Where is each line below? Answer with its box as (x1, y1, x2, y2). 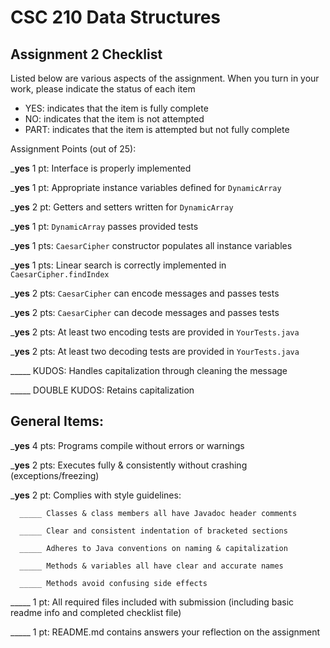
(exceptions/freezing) (10, 469, 100, 481)
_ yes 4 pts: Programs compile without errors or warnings (10, 439, 245, 451)
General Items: (10, 413, 105, 430)
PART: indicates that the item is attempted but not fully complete (24, 124, 290, 135)
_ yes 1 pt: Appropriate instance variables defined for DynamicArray (10, 182, 282, 193)
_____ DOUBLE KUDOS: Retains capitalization (10, 384, 195, 396)
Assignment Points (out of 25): (10, 143, 137, 155)
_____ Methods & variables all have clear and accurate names (19, 561, 284, 571)
